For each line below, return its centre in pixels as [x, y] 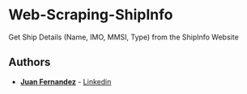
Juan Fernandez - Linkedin [66, 81]
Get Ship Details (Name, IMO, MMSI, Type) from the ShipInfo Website [123, 37]
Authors [30, 62]
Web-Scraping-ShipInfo [91, 15]
